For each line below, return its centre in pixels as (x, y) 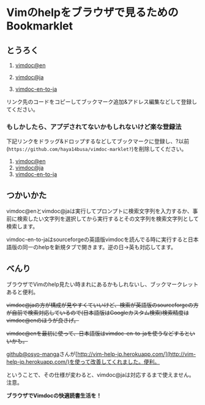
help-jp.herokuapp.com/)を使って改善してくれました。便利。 (83, 361)
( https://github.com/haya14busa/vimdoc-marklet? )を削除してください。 (97, 149)
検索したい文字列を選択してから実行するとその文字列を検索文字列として (108, 219)
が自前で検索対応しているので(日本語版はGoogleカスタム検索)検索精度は (98, 312)
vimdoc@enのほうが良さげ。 (43, 320)
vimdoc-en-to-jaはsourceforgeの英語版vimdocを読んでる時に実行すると (97, 239)
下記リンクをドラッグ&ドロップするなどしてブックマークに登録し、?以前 (98, 141)
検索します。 (22, 226)
